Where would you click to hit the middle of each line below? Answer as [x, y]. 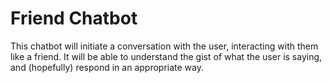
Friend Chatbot [74, 18]
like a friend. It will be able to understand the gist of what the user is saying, [166, 56]
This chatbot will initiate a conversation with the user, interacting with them [164, 46]
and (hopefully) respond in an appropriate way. [107, 67]
